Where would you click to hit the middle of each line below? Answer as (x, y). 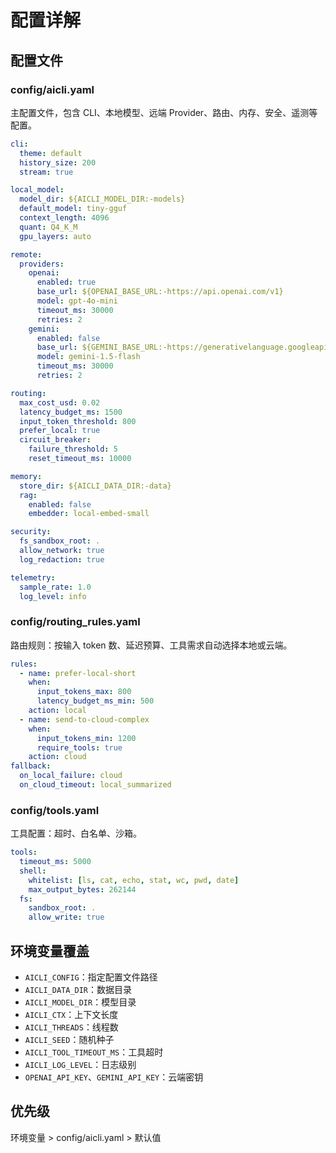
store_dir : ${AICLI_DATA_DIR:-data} (95, 486)
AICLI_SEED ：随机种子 (69, 1040)
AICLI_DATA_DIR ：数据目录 (78, 990)
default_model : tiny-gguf (73, 209)
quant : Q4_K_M (48, 227)
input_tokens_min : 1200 (86, 738)
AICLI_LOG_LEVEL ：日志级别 (80, 1065)
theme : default (51, 153)
